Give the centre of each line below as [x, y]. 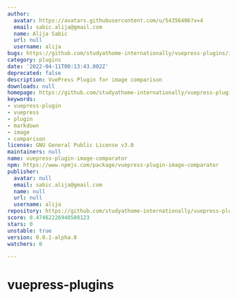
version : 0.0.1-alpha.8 [42, 238]
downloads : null [31, 86]
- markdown [23, 125]
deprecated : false [34, 73]
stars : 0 [20, 224]
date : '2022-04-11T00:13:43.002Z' [58, 66]
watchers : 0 [25, 244]
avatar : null [33, 178]
